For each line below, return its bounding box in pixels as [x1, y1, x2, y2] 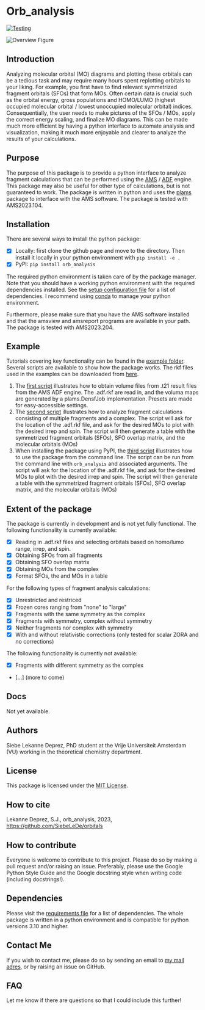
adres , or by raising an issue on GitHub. [6, 963, 106, 970]
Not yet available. [6, 707, 50, 715]
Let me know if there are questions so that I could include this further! [6, 997, 182, 1004]
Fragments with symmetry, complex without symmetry [15, 617, 153, 624]
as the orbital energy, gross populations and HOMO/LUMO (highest [6, 96, 176, 103]
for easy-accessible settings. [15, 402, 88, 409]
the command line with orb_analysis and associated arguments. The [15, 460, 188, 468]
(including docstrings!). [6, 875, 65, 883]
